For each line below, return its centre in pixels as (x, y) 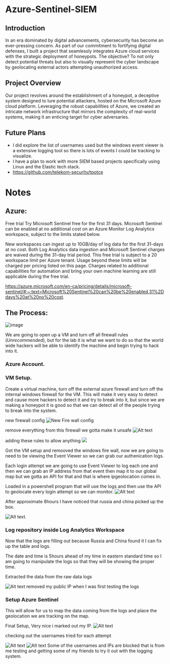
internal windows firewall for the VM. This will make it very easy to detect (81, 394)
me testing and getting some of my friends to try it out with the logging (79, 651)
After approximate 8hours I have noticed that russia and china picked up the (84, 501)
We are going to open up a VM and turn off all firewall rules (67, 335)
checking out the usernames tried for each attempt (58, 636)
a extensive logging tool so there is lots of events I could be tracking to (86, 150)
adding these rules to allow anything (43, 440)
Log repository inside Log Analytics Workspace (65, 530)
